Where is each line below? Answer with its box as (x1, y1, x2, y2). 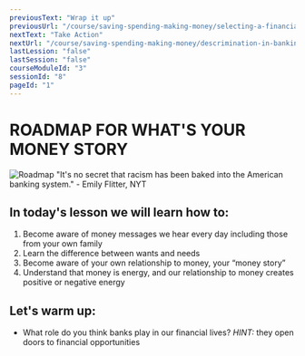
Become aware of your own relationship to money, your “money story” (22, 257, 286, 268)
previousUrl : (9, 22, 59, 31)
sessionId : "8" (9, 72, 67, 82)
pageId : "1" (9, 81, 54, 90)
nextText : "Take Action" (9, 30, 103, 39)
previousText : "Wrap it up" (9, 13, 116, 23)
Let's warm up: (9, 303, 96, 318)
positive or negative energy (22, 277, 125, 288)
